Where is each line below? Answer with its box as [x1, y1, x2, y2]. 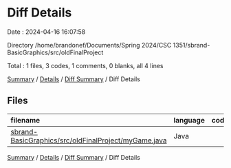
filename [10, 115, 41, 125]
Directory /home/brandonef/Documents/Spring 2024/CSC [7, 41, 172, 49]
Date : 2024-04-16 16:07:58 [7, 28, 86, 36]
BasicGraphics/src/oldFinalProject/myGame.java [10, 136, 167, 145]
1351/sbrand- [173, 41, 210, 49]
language [173, 115, 205, 125]
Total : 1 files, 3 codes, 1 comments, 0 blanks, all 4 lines [7, 61, 164, 70]
